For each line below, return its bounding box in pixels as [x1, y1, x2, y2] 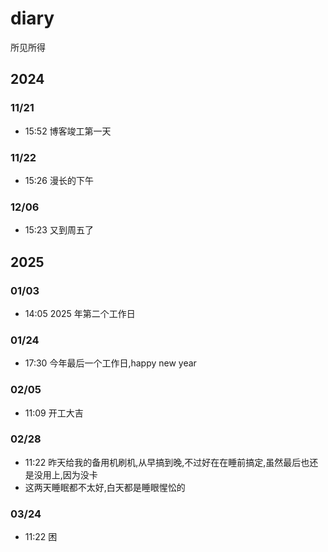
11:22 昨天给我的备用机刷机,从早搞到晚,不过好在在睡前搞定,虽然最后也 [24, 456, 310, 468]
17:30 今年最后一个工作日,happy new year [24, 357, 197, 369]
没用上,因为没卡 [33, 468, 98, 481]
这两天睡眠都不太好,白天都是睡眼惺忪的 [24, 481, 186, 493]
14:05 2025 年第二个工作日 [24, 307, 136, 319]
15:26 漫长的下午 [24, 174, 94, 186]
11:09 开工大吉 [24, 407, 84, 419]
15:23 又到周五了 [24, 224, 94, 236]
